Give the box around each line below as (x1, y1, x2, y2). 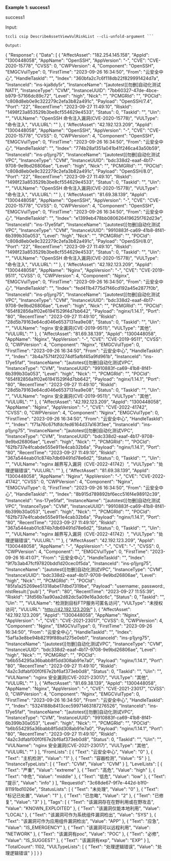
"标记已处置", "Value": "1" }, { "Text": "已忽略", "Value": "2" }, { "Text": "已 (5, 793, 159, 799)
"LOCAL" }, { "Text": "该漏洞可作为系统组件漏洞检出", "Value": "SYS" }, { (5, 812, 157, 818)
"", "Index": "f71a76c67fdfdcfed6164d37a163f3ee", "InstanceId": (5, 422, 141, 427)
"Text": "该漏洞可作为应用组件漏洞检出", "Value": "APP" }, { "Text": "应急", (5, 818, 160, 824)
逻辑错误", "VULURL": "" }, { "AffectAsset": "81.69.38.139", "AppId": (9, 468, 150, 473)
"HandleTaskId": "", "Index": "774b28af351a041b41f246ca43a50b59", (14, 145, 161, 151)
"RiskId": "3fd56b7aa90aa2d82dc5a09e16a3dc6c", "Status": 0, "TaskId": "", (5, 594, 165, 600)
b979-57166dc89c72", (5, 93, 53, 99)
